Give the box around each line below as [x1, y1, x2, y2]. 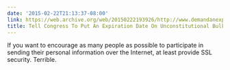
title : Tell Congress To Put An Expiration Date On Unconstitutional [7, 22, 210, 29]
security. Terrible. [7, 56, 57, 64]
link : [7, 16, 23, 23]
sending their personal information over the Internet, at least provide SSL [7, 48, 213, 56]
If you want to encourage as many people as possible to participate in [7, 41, 204, 50]
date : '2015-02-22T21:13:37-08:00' [7, 10, 109, 17]
